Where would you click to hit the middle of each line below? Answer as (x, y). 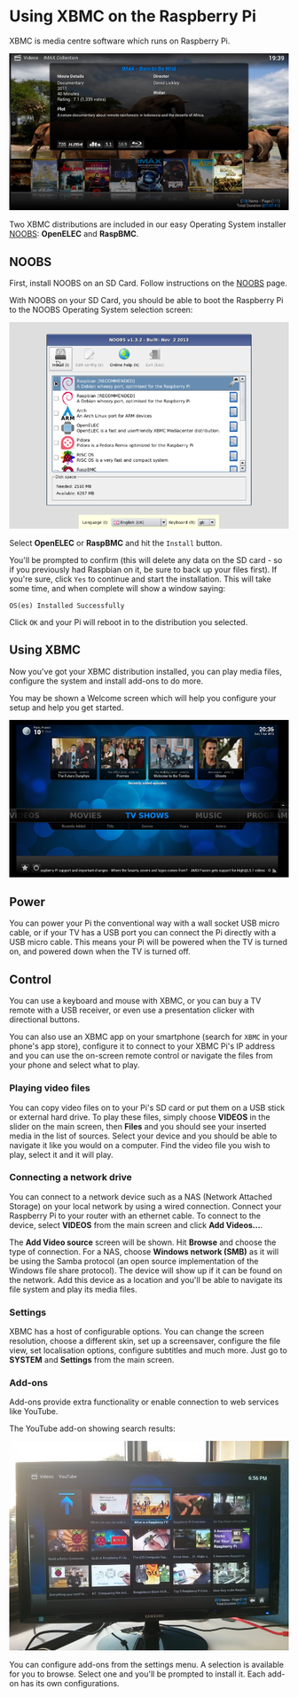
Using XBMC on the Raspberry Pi (133, 16)
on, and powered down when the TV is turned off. (100, 951)
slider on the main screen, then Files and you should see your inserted (138, 1126)
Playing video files (50, 1088)
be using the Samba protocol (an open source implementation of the (134, 1261)
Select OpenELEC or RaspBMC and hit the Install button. (116, 544)
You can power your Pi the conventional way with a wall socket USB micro (145, 923)
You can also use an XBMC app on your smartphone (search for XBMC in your (149, 1037)
